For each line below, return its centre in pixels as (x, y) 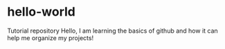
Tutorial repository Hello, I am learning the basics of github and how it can (112, 31)
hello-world (42, 12)
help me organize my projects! (51, 37)
